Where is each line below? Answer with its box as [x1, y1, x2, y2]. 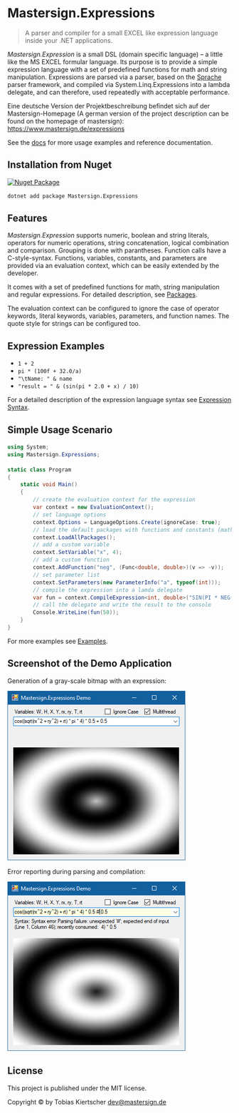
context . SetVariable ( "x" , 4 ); [33, 549, 122, 556]
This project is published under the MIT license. [7, 1084, 147, 1092]
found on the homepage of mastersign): [7, 116, 124, 125]
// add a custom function [33, 556, 110, 564]
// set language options [33, 511, 107, 518]
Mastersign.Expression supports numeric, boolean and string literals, [7, 231, 210, 240]
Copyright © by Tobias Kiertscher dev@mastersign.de [7, 1097, 167, 1106]
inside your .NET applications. [24, 36, 113, 44]
